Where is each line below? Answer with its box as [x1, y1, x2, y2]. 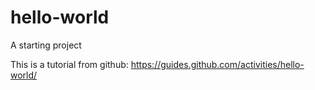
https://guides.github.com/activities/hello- [130, 58, 305, 70]
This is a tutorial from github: [10, 58, 129, 70]
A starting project [10, 39, 82, 51]
